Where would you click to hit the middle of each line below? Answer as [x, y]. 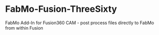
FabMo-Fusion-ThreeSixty [61, 9]
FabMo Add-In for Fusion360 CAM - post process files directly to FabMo [80, 23]
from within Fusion [24, 28]
